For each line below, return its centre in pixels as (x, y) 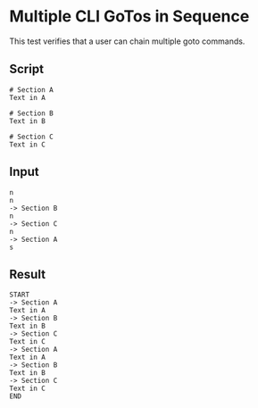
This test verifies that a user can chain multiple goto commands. (127, 41)
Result (28, 274)
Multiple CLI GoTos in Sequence (129, 17)
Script (27, 69)
